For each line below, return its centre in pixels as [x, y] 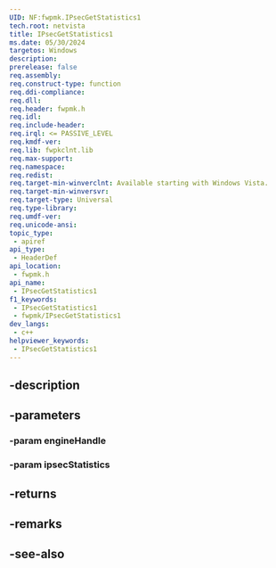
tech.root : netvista [48, 26]
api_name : [28, 283]
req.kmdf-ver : [36, 142]
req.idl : [25, 117]
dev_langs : [29, 325]
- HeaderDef [35, 258]
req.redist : [31, 175]
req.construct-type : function [65, 84]
